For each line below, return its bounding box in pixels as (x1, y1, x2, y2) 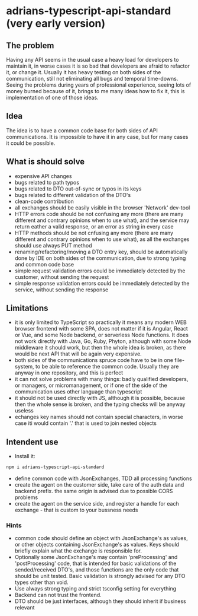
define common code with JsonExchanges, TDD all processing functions (14, 475, 192, 482)
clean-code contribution (14, 198, 74, 205)
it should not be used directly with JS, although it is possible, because (14, 395, 185, 402)
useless (14, 407, 34, 414)
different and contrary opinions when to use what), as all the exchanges (14, 236, 190, 243)
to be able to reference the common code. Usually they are (35, 363, 179, 370)
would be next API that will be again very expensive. (14, 350, 142, 357)
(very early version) (6, 17, 106, 30)
